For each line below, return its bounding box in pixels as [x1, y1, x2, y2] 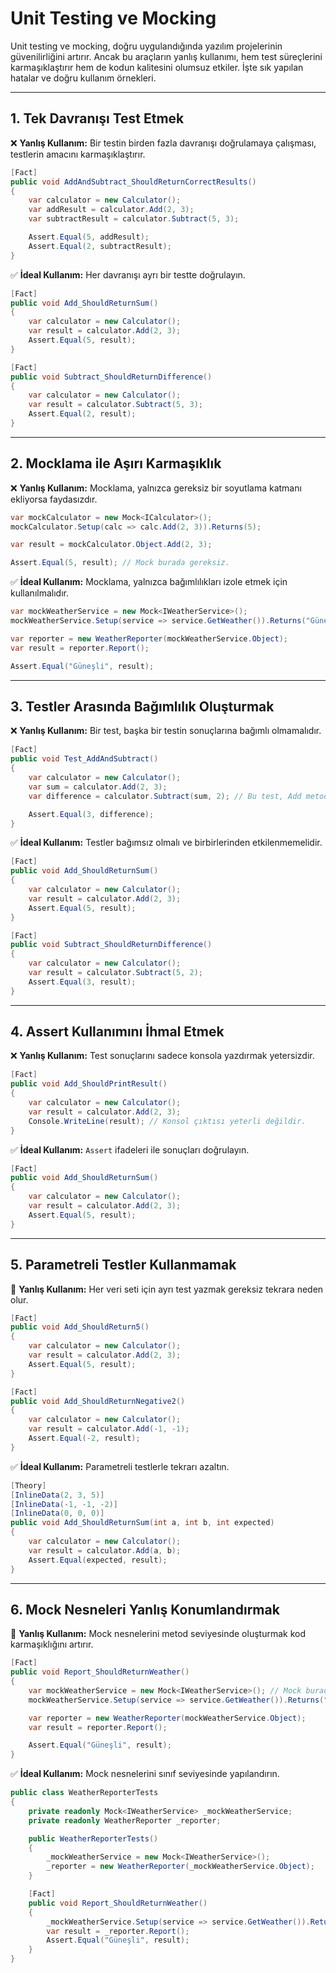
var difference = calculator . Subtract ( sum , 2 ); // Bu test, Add [28, 791, 302, 801]
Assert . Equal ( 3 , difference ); [28, 809, 155, 819]
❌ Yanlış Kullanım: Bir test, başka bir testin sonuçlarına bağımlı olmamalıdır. [10, 725, 322, 737]
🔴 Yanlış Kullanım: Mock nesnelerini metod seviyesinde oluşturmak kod [10, 1628, 306, 1640]
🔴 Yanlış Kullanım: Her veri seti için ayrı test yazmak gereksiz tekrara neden [10, 1283, 324, 1295]
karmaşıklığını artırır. [10, 1638, 94, 1651]
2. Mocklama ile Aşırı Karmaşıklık [10, 455, 222, 472]
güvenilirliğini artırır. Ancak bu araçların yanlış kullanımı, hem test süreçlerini [10, 50, 323, 62]
